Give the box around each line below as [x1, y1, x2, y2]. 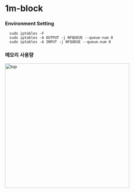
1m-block [5, 3, 43, 14]
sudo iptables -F [9, 31, 44, 36]
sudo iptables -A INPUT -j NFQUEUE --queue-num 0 [9, 40, 111, 45]
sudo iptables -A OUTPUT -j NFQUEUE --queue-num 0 [9, 35, 113, 40]
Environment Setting [5, 20, 54, 27]
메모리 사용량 [5, 52, 34, 59]
